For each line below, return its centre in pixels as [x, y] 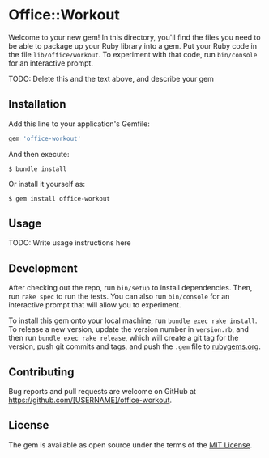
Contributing [41, 372]
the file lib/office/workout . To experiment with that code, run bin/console [133, 54]
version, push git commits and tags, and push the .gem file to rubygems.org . [135, 346]
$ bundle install [38, 169]
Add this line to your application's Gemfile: [79, 124]
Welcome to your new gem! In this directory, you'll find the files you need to [134, 37]
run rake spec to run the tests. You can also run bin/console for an [119, 296]
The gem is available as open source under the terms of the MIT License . [130, 445]
